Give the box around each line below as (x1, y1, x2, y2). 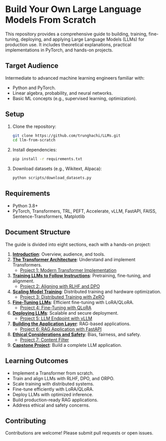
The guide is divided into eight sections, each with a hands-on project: (5, 241, 151, 247)
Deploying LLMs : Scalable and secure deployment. (12, 310, 119, 316)
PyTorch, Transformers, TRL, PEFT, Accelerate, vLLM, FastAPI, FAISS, (12, 208, 157, 214)
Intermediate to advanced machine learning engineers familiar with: (5, 75, 145, 81)
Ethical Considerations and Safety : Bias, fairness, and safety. (12, 331, 141, 337)
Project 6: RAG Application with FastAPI (20, 326, 102, 332)
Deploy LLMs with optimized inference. (12, 391, 94, 397)
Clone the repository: (12, 123, 57, 129)
